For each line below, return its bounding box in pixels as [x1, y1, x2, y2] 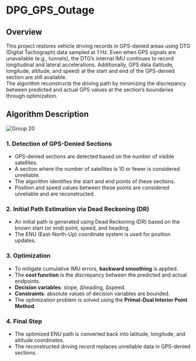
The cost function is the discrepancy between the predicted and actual [14, 271, 187, 278]
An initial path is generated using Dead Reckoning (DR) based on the [14, 218, 180, 225]
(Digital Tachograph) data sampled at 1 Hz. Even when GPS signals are [6, 49, 176, 56]
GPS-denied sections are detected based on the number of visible [14, 153, 174, 160]
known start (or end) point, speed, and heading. [14, 224, 130, 232]
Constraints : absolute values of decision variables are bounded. [14, 290, 170, 297]
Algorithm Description [6, 109, 89, 119]
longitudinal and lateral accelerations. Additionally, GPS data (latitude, [6, 61, 174, 68]
